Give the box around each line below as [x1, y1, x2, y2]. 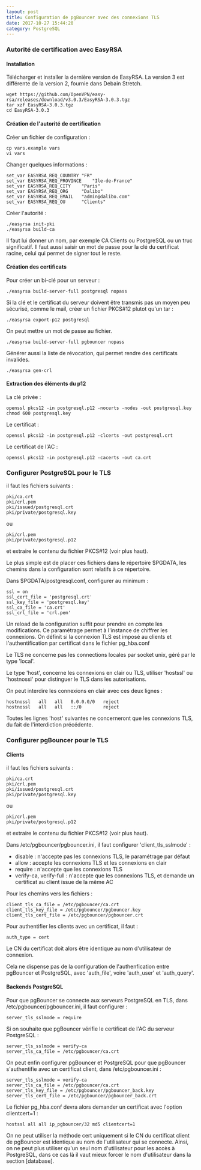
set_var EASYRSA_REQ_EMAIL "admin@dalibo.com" [6, 193, 130, 200]
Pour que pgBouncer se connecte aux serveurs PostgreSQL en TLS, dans [6, 996, 188, 1004]
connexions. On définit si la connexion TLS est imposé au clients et [6, 633, 172, 641]
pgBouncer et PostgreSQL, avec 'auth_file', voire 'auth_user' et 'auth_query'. [6, 969, 194, 977]
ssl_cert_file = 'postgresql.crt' [6, 594, 93, 600]
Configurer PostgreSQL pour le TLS [6, 468, 111, 477]
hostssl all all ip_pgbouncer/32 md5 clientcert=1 [6, 1121, 136, 1127]
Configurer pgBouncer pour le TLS [6, 736, 109, 745]
